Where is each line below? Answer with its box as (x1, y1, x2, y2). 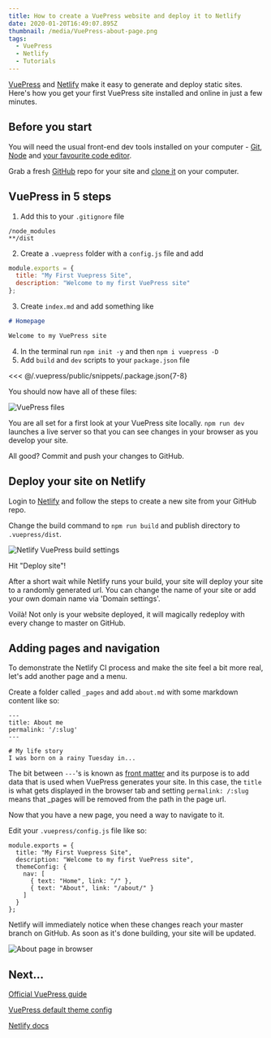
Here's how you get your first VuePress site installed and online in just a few (8, 88, 263, 97)
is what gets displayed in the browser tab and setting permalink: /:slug (8, 785, 249, 796)
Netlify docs (8, 1021, 49, 1031)
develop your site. (8, 435, 69, 445)
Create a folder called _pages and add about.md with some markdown (8, 687, 239, 697)
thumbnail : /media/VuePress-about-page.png (8, 27, 158, 35)
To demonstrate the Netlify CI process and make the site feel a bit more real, (8, 663, 264, 673)
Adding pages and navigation (8, 641, 161, 655)
